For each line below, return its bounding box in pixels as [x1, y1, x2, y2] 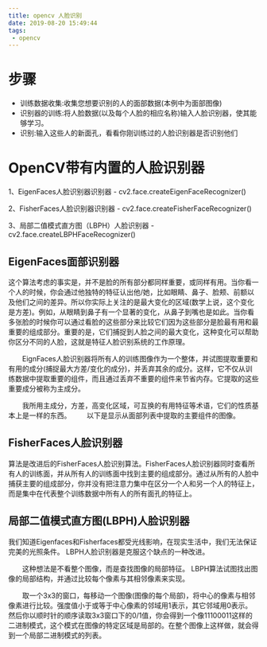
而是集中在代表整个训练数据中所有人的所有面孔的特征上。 [8, 489, 196, 498]
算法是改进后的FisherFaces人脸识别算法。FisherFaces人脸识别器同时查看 [8, 458, 249, 468]
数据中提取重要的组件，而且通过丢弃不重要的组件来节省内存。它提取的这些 [14, 373, 259, 383]
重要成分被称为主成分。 [8, 384, 85, 393]
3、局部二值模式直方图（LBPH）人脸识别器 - [8, 220, 155, 231]
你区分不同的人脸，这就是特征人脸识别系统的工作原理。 [8, 337, 189, 346]
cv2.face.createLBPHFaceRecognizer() [8, 230, 137, 240]
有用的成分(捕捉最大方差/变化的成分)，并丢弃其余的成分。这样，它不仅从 [8, 364, 246, 373]
